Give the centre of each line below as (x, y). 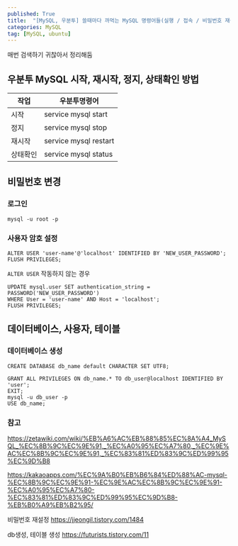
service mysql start (76, 114)
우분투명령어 (79, 101)
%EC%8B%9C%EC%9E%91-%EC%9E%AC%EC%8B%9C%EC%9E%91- (115, 482)
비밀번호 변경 (34, 182)
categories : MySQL (34, 27)
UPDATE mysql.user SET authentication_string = (79, 287)
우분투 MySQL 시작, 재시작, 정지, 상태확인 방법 (103, 79)
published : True (31, 14)
